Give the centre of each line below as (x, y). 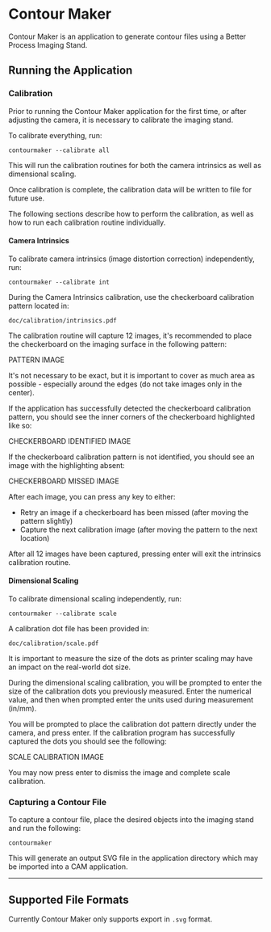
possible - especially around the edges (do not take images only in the (125, 384)
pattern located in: (39, 306)
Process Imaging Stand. (48, 44)
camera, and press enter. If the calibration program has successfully (122, 733)
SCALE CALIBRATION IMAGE (56, 757)
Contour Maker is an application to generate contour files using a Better (127, 36)
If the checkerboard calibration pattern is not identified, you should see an (132, 457)
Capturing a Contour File (58, 802)
